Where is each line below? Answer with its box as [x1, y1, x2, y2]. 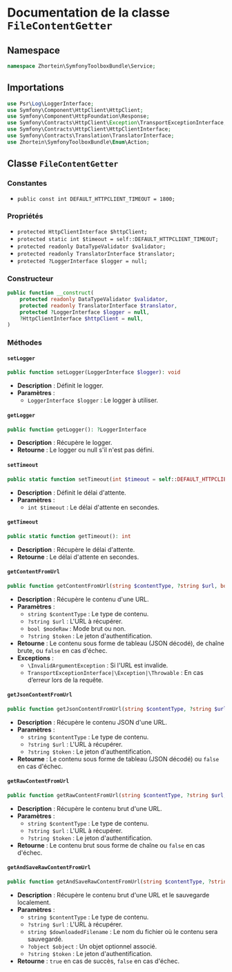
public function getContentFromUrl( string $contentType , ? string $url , [7, 582, 217, 589]
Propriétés [7, 211, 43, 221]
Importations [7, 82, 64, 94]
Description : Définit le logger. [17, 381, 104, 390]
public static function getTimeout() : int [7, 533, 131, 540]
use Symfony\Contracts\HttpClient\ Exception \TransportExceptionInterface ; [7, 120, 227, 126]
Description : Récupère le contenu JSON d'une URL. [17, 718, 168, 726]
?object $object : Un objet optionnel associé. [27, 942, 157, 951]
